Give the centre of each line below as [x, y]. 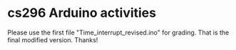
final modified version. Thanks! [53, 39]
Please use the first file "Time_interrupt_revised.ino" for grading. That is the [118, 32]
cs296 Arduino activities [82, 13]
